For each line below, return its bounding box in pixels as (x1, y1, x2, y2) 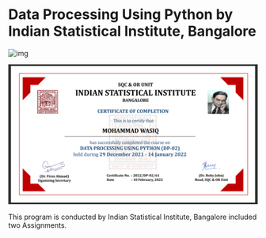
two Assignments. (8, 221, 67, 230)
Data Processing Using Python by (8, 6, 234, 24)
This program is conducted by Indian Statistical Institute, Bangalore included (8, 212, 257, 222)
